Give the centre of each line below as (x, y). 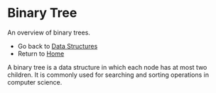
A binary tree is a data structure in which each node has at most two (107, 67)
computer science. (35, 82)
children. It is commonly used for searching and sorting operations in (108, 75)
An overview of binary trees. (49, 32)
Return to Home (41, 54)
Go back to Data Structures (58, 46)
